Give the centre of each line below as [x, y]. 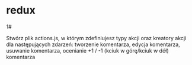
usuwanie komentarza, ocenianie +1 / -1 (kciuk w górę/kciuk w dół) [87, 50]
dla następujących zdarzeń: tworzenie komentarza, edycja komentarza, [93, 44]
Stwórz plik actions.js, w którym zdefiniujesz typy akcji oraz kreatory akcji [96, 38]
